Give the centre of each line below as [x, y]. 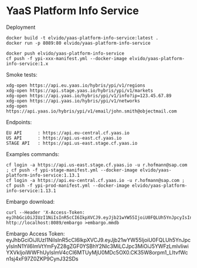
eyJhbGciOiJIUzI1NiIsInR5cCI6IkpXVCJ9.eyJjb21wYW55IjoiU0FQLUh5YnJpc [98, 240]
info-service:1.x [27, 64]
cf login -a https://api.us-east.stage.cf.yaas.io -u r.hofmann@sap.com [97, 165]
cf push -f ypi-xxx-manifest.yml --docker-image [67, 58]
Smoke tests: [22, 74]
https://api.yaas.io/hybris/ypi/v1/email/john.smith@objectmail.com [91, 111]
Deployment [21, 27]
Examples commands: [33, 154]
